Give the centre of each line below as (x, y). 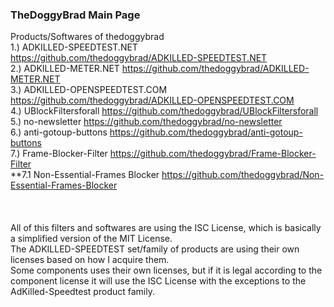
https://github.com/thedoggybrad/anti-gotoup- (206, 132)
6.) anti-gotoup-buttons (59, 132)
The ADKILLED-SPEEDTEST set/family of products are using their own (155, 249)
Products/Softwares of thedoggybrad (87, 37)
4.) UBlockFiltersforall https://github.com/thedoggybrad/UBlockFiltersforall (164, 111)
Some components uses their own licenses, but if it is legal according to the (166, 270)
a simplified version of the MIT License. (91, 239)
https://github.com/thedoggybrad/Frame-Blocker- (213, 154)
